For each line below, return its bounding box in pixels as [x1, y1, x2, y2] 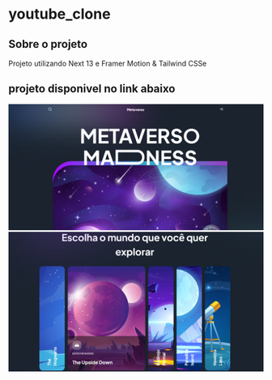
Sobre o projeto [8, 37, 87, 51]
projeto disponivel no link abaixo [8, 82, 176, 96]
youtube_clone [8, 5, 111, 23]
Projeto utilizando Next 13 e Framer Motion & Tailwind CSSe [8, 58, 207, 68]
